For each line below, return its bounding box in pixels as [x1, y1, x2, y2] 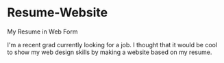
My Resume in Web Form [7, 27, 78, 36]
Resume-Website [7, 5, 108, 21]
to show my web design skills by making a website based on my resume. [7, 48, 212, 56]
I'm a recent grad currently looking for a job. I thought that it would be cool [7, 40, 218, 49]
